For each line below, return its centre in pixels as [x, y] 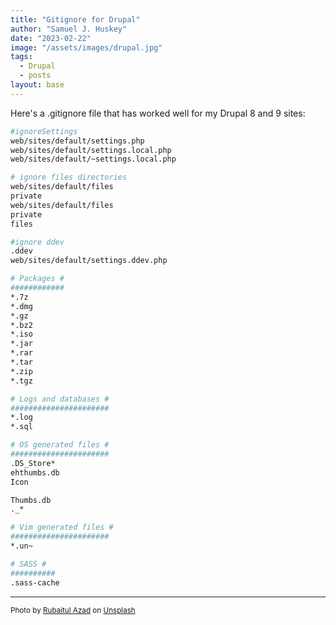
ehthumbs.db [35, 472]
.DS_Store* [33, 463]
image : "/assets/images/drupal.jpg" [86, 47]
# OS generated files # [60, 445]
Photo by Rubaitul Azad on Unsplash [73, 610]
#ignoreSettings [44, 131]
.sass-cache [35, 582]
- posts [35, 76]
